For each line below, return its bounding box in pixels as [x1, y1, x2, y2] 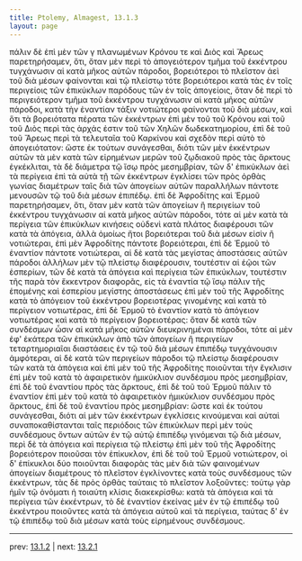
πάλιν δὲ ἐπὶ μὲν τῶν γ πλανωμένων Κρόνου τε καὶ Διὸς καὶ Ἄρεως [9, 46, 263, 57]
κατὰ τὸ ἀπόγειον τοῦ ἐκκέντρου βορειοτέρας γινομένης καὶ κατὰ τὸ [9, 294, 267, 306]
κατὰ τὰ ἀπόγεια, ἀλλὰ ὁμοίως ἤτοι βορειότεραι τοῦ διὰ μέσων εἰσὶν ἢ [9, 228, 274, 239]
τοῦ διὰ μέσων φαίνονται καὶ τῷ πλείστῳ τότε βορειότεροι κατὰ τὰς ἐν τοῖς [9, 75, 293, 86]
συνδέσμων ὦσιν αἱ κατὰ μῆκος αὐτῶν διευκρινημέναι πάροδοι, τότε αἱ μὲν [9, 323, 293, 334]
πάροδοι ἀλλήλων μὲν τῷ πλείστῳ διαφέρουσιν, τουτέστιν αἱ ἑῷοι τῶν [9, 257, 277, 267]
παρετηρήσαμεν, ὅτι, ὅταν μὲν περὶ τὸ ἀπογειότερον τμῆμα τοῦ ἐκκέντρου [9, 56, 288, 67]
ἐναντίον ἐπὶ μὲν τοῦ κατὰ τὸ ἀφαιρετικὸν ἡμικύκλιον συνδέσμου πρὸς [9, 391, 276, 402]
